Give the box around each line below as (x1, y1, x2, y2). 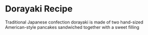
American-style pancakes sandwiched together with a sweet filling (5, 24, 140, 30)
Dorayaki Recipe (5, 3, 73, 14)
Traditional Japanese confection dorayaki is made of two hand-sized (5, 19, 144, 25)
